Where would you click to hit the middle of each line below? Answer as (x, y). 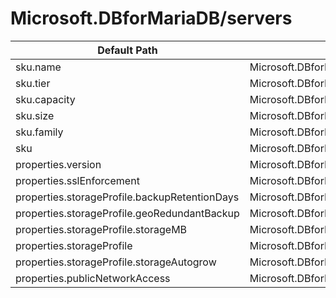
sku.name (38, 67)
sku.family (39, 132)
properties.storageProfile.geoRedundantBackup (127, 213)
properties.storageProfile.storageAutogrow (116, 262)
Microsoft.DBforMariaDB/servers (151, 18)
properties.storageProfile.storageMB (101, 229)
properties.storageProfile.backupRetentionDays (127, 197)
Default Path (127, 50)
